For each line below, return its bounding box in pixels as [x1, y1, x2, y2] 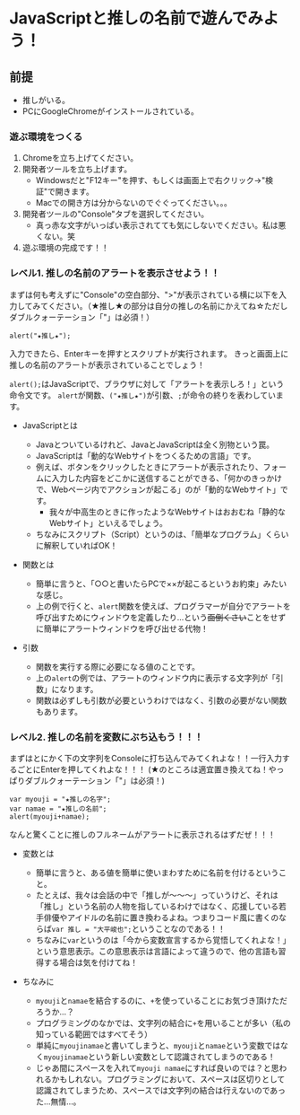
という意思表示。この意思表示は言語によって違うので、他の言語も [35, 945, 279, 956]
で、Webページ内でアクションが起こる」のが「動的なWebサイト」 [35, 484, 280, 495]
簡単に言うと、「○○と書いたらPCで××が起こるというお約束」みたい [35, 578, 287, 589]
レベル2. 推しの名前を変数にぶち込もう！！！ [9, 731, 203, 743]
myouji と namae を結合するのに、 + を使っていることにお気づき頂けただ [35, 995, 288, 1005]
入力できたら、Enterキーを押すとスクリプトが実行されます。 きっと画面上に [9, 347, 289, 359]
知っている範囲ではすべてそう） [35, 1029, 152, 1040]
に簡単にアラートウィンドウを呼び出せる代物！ [35, 623, 209, 634]
